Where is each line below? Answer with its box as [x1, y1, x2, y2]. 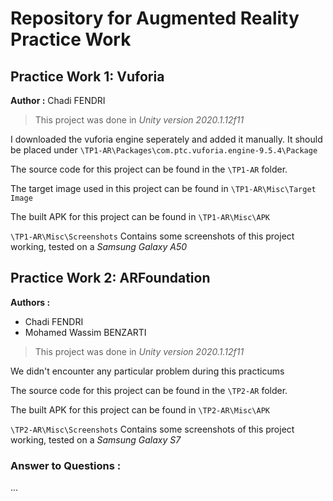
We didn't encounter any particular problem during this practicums [10, 365, 285, 377]
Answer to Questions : [10, 458, 122, 472]
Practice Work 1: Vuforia [10, 68, 165, 85]
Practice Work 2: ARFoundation [10, 270, 211, 287]
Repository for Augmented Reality [10, 7, 300, 30]
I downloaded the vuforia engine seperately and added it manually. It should [10, 133, 323, 145]
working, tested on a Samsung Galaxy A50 [10, 241, 188, 252]
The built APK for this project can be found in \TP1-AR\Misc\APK [10, 211, 270, 222]
